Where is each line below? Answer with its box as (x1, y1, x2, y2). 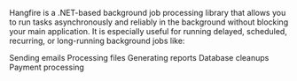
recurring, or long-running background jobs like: (9, 35, 185, 46)
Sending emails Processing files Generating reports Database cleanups (9, 53, 270, 63)
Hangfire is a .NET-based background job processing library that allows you (9, 8, 286, 18)
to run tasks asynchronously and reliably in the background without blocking (9, 17, 289, 27)
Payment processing (9, 62, 84, 72)
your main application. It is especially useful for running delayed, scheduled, (9, 26, 288, 36)
